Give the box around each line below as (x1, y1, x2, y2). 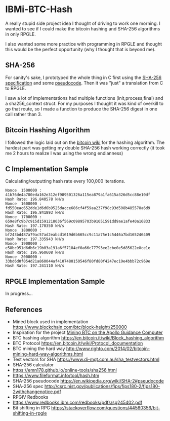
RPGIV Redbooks (12, 394, 49, 400)
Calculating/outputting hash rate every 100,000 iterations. (5, 178, 125, 184)
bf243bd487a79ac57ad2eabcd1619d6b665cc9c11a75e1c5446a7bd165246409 (5, 232, 151, 238)
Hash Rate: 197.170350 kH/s (5, 223, 65, 228)
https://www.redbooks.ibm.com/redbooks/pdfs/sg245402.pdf (12, 399, 143, 405)
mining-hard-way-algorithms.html (12, 351, 83, 357)
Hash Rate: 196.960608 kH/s (5, 250, 65, 255)
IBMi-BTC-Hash (5, 4, 72, 15)
